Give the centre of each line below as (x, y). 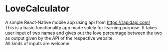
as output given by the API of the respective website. (59, 38)
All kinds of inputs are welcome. (38, 43)
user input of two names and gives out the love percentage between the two (83, 33)
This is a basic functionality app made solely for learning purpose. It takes (81, 27)
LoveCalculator (37, 9)
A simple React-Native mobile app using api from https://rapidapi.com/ (78, 22)
